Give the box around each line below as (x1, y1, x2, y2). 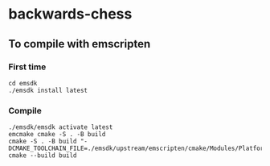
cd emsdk (8, 79, 38, 87)
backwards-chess (8, 5, 133, 23)
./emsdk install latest (8, 86, 88, 94)
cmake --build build (8, 151, 78, 160)
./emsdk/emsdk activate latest (8, 123, 113, 131)
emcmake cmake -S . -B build (8, 131, 106, 139)
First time (8, 61, 47, 73)
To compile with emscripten (8, 37, 151, 51)
